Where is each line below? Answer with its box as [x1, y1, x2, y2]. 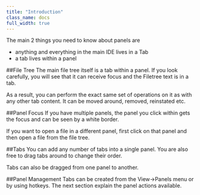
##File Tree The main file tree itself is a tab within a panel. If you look [6, 67, 178, 74]
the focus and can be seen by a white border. [6, 116, 119, 123]
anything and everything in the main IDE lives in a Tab [15, 48, 149, 56]
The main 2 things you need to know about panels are [6, 37, 141, 44]
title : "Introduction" [6, 8, 63, 15]
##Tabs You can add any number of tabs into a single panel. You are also [6, 146, 189, 153]
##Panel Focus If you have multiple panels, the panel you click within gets [6, 110, 190, 117]
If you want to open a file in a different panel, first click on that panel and [6, 128, 187, 135]
